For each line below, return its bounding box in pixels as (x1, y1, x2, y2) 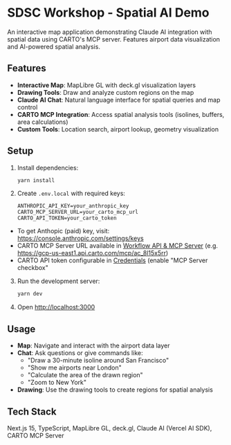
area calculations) (17, 118, 68, 126)
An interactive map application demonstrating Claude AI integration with (7, 28, 212, 36)
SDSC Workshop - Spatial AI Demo (7, 5, 210, 21)
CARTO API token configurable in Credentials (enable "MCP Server (17, 256, 208, 264)
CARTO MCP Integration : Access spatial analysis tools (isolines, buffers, (17, 110, 225, 118)
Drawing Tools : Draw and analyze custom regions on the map (17, 88, 194, 96)
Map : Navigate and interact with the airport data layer (17, 341, 171, 350)
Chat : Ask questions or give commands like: (17, 349, 143, 357)
